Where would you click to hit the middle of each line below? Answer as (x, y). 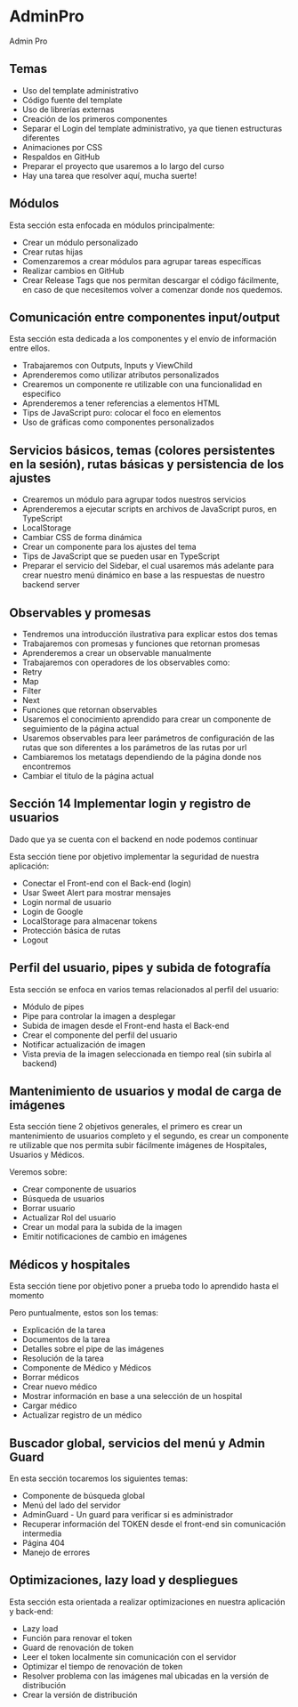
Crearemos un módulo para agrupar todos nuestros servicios (134, 499)
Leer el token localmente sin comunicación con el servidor (129, 1656)
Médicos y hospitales (70, 1264)
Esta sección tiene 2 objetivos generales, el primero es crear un (126, 1127)
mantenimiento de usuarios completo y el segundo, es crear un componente (149, 1136)
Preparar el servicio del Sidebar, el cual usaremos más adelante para (148, 566)
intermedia (42, 1533)
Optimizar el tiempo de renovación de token (102, 1666)
